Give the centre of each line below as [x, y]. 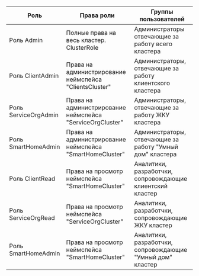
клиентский [151, 186]
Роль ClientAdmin [34, 76]
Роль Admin [26, 40]
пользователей [162, 19]
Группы [162, 12]
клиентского [152, 83]
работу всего [153, 44]
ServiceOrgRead [32, 218]
